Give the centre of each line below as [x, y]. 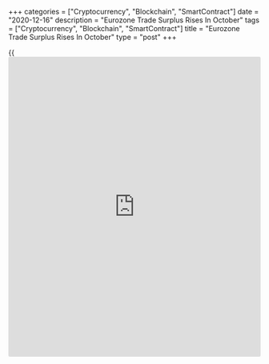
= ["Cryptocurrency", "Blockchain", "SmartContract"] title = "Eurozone [124, 28]
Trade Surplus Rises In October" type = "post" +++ [92, 37]
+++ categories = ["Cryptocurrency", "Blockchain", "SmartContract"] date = [134, 12]
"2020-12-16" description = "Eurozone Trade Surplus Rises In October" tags [134, 20]
